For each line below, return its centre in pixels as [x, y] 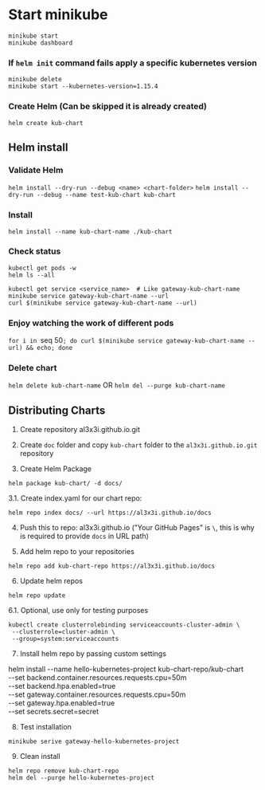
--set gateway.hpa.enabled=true [62, 703]
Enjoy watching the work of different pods [91, 323]
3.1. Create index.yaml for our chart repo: [75, 498]
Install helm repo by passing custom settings [93, 654]
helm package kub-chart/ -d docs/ [66, 484]
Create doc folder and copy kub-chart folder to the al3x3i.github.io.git [138, 445]
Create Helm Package [56, 469]
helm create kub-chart [46, 123]
